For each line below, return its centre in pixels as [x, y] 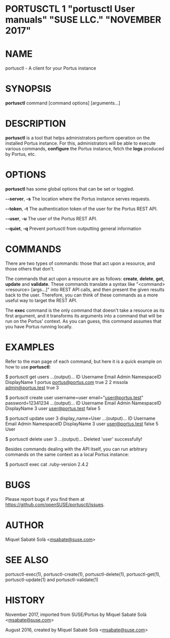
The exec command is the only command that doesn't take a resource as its [85, 310]
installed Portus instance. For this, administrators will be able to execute [81, 143]
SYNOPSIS [29, 89]
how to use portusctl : [28, 367]
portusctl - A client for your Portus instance [51, 68]
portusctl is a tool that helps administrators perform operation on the [78, 138]
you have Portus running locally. [39, 326]
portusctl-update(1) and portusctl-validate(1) [52, 579]
